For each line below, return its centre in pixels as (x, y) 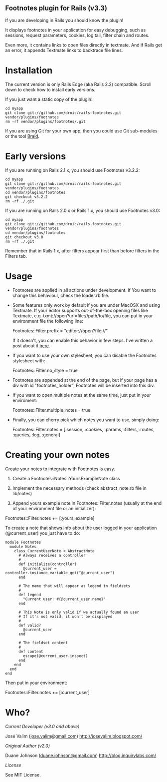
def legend (30, 595)
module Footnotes (23, 542)
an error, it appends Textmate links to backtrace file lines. (64, 50)
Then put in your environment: (36, 683)
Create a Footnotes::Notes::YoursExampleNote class (66, 478)
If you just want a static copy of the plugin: (49, 99)
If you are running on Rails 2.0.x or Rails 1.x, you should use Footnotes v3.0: (83, 210)
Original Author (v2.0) (28, 746)
